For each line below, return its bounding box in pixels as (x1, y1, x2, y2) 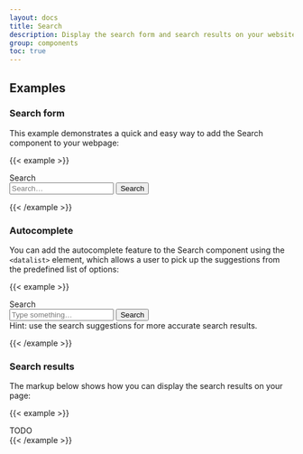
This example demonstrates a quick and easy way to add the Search (9, 127, 264, 138)
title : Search (9, 22, 63, 31)
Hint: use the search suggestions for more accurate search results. (9, 320, 258, 331)
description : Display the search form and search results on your (9, 30, 264, 39)
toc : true (9, 47, 47, 56)
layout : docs (9, 13, 59, 23)
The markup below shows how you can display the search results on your (9, 381, 283, 392)
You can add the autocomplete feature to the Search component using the (9, 245, 286, 255)
